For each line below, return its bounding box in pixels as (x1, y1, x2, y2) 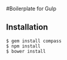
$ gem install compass (6, 38, 62, 44)
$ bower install (6, 48, 46, 54)
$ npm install (6, 43, 41, 49)
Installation (6, 22, 48, 32)
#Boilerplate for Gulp (6, 5, 57, 12)
